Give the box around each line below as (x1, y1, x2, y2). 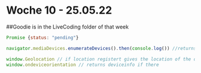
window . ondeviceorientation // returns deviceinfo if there (6, 62, 160, 68)
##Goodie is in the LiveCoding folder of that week (6, 23, 129, 30)
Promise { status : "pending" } (6, 34, 79, 40)
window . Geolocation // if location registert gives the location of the (6, 56, 191, 62)
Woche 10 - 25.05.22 (6, 4, 112, 17)
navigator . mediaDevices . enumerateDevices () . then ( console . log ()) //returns (6, 45, 197, 51)
